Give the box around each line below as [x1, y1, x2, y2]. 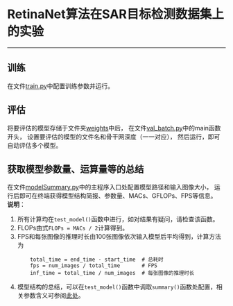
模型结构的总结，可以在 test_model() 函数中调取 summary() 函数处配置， [17, 282, 217, 291]
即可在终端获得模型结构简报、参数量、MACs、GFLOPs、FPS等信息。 [19, 192, 217, 200]
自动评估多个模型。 [7, 141, 62, 149]
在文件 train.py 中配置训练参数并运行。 [7, 81, 114, 90]
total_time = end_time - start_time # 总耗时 [30, 256, 164, 264]
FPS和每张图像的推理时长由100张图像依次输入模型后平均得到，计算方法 [17, 232, 222, 241]
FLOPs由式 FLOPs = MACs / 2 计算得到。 [17, 223, 129, 232]
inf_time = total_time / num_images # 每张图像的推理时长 [30, 270, 195, 277]
